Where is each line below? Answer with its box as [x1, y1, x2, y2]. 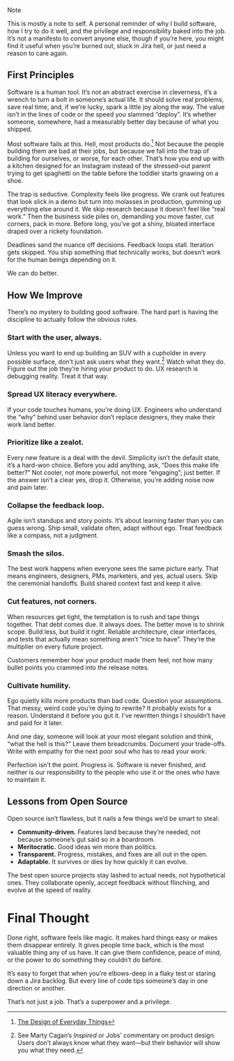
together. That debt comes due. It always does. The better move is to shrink [7, 620, 225, 628]
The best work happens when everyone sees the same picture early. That [7, 565, 219, 573]
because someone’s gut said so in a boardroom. [17, 835, 155, 843]
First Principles [7, 69, 75, 81]
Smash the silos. [7, 549, 65, 558]
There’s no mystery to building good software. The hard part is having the [7, 308, 219, 316]
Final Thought [7, 910, 90, 926]
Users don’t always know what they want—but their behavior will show [17, 1038, 221, 1046]
